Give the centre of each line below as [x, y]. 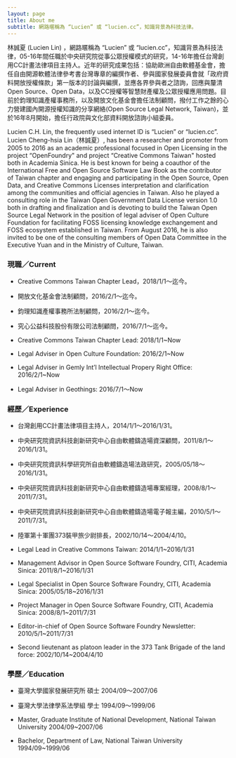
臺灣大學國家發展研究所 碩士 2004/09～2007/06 [87, 691]
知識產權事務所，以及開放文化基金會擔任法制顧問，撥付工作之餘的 [127, 100]
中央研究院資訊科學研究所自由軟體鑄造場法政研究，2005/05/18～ [111, 464]
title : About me [31, 20]
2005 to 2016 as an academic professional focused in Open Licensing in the [117, 148]
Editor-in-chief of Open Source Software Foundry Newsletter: [106, 626]
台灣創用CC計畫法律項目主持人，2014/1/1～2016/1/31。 [97, 425]
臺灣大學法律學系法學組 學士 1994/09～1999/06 [86, 705]
